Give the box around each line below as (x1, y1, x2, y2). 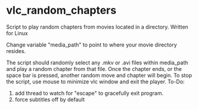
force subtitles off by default (14, 96, 85, 103)
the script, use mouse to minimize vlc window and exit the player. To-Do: (6, 78, 185, 85)
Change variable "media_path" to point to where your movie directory (6, 41, 177, 48)
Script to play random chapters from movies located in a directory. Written (6, 23, 189, 30)
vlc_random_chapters (6, 4, 117, 17)
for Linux (6, 29, 28, 36)
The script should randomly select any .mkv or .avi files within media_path (6, 59, 188, 66)
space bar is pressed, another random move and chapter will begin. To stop (6, 71, 192, 79)
